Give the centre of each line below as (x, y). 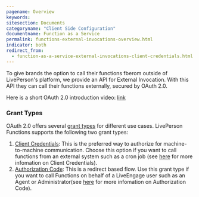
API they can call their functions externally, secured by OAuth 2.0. (87, 86)
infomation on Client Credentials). (56, 162)
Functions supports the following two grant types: (67, 132)
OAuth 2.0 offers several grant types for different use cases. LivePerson (94, 125)
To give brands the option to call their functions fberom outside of (87, 73)
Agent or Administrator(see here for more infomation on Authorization (100, 181)
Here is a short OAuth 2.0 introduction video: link (66, 97)
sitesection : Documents (36, 23)
